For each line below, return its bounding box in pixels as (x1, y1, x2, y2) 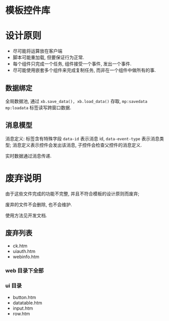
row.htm (12, 310, 30, 316)
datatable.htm (12, 299, 43, 306)
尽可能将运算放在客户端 (12, 48, 62, 54)
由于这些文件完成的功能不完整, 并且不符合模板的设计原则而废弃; (5, 190, 140, 197)
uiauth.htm (12, 248, 36, 254)
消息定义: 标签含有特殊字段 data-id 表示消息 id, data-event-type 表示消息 (5, 135, 160, 141)
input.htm (12, 305, 33, 311)
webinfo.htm (12, 253, 39, 260)
